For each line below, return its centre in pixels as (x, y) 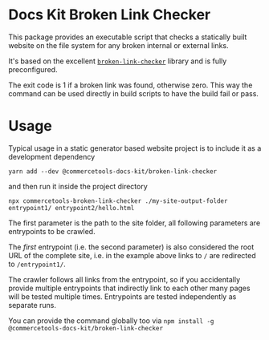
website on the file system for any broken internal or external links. (118, 45)
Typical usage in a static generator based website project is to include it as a (135, 148)
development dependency (52, 156)
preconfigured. (33, 69)
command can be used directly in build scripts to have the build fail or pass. (134, 93)
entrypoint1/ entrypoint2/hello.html (71, 208)
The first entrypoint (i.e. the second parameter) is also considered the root (131, 247)
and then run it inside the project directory (78, 186)
